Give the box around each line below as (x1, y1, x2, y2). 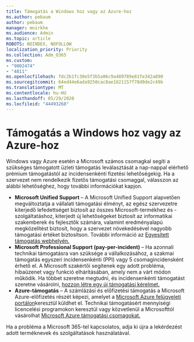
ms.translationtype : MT (6, 85, 64, 91)
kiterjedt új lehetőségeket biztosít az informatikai (55, 213, 172, 220)
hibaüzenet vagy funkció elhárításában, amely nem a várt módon (14, 268, 171, 275)
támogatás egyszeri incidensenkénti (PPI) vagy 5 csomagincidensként (14, 256, 184, 263)
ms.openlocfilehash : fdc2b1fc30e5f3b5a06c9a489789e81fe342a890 (6, 74, 164, 80)
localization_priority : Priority (6, 47, 88, 53)
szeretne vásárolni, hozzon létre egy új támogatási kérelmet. (14, 281, 160, 288)
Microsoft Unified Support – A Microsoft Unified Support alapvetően (14, 194, 181, 201)
